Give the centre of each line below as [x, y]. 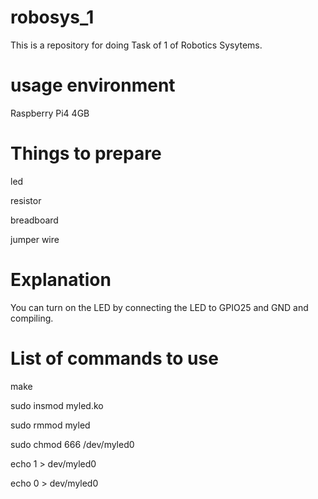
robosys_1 [52, 17]
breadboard [34, 220]
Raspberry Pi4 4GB [50, 113]
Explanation [61, 280]
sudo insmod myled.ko [57, 405]
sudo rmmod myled [50, 425]
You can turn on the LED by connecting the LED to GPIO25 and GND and [159, 307]
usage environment [93, 85]
